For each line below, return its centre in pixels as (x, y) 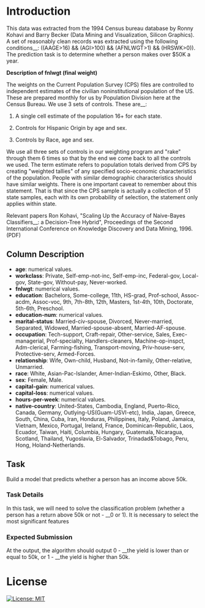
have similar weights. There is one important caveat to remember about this (102, 184)
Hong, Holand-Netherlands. (50, 445)
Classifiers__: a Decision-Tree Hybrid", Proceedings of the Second (90, 222)
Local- (191, 275)
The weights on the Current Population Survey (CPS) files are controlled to (100, 85)
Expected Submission (39, 537)
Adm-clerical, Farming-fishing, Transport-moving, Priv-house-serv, (100, 347)
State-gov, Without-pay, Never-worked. (77, 282)
